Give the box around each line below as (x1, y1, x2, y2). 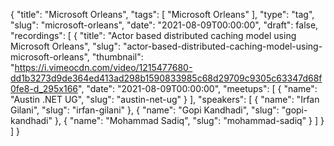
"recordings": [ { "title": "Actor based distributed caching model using (10, 30, 297, 41)
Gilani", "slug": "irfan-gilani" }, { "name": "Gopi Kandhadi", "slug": (10, 104, 280, 116)
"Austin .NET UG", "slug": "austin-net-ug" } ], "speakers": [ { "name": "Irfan (10, 94, 320, 105)
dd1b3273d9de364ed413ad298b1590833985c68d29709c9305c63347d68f (10, 72, 323, 84)
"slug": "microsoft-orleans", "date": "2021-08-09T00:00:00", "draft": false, (10, 19, 319, 31)
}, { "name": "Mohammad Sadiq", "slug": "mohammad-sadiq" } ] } (54, 115, 325, 126)
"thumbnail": (91, 51, 144, 63)
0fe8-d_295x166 (10, 83, 79, 94)
